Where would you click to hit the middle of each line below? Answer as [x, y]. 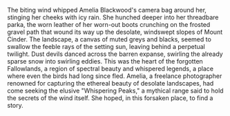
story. [16, 105]
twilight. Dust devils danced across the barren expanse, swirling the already [115, 54]
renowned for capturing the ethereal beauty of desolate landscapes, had [111, 83]
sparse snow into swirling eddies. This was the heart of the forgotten [105, 61]
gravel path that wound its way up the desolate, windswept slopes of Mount [115, 32]
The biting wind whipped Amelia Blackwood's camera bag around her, [107, 10]
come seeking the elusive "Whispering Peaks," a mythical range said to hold [115, 90]
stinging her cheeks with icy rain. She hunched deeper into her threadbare [113, 17]
